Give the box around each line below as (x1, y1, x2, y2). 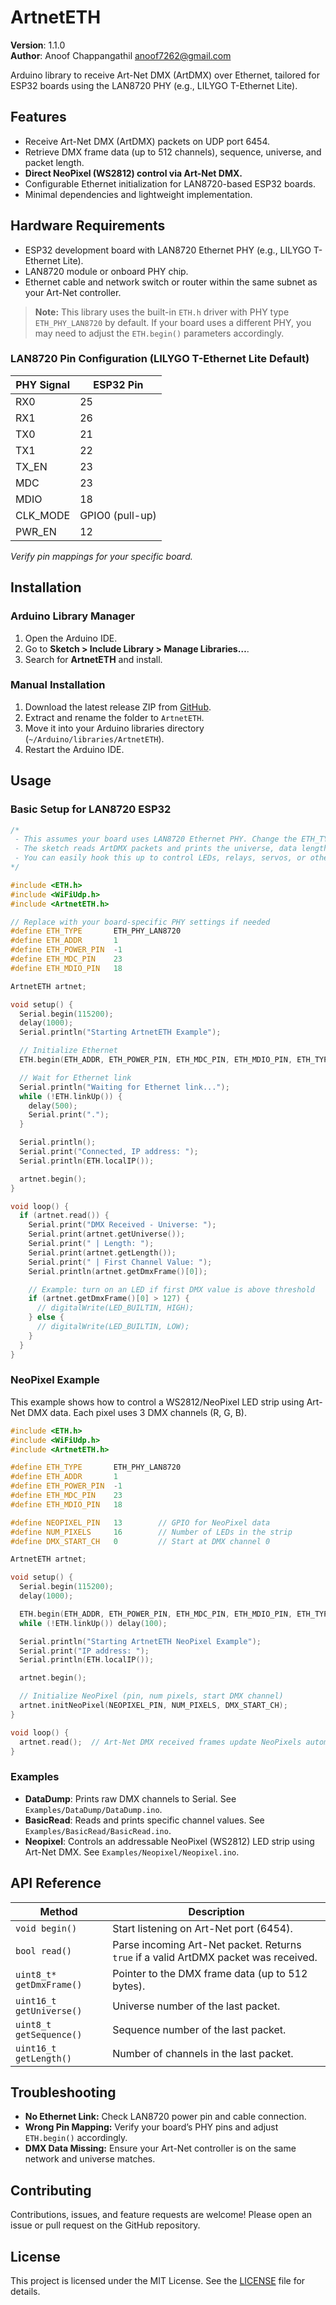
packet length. (24, 156, 85, 168)
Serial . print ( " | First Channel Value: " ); (28, 1257, 213, 1267)
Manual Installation (10, 678, 106, 692)
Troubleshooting (10, 2084, 117, 2101)
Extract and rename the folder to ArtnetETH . (24, 711, 205, 723)
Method (39, 1904, 78, 1918)
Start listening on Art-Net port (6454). (112, 1921, 293, 1935)
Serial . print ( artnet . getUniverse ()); (28, 1229, 186, 1240)
